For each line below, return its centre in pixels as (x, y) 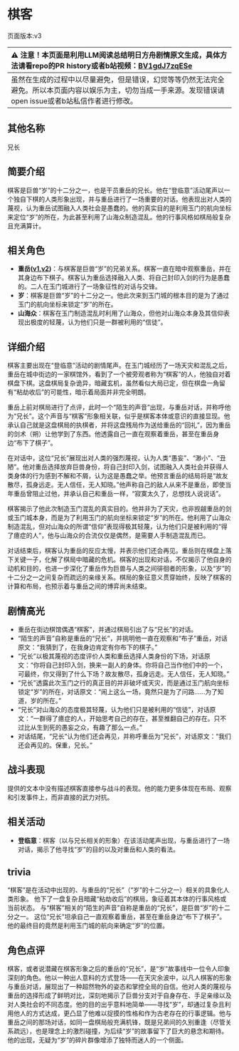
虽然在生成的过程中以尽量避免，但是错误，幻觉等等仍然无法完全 (118, 79)
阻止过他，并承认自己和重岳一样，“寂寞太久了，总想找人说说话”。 (128, 494)
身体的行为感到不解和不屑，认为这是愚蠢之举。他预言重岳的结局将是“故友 (121, 476)
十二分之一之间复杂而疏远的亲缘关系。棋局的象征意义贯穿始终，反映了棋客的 (119, 577)
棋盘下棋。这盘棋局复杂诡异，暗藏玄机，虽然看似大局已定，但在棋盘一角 (113, 383)
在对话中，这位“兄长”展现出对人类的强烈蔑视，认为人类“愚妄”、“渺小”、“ (114, 458)
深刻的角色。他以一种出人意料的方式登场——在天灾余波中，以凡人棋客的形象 (119, 978)
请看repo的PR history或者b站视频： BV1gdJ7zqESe (105, 66)
